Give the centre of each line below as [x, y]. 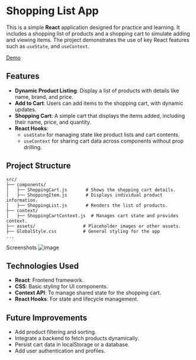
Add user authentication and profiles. [60, 351]
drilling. [33, 147]
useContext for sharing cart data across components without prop [104, 141]
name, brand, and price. [44, 97]
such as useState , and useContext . [48, 46]
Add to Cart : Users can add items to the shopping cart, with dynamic [99, 103]
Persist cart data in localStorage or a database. [72, 345]
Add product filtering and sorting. [55, 332]
